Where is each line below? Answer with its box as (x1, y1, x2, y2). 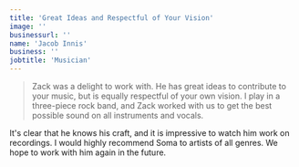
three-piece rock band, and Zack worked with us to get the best (31, 100, 273, 110)
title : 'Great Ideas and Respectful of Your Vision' (9, 13, 214, 23)
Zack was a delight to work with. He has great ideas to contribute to (31, 81, 287, 91)
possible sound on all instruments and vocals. (31, 110, 204, 120)
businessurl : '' (9, 30, 71, 39)
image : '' (9, 22, 47, 31)
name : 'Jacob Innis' (9, 38, 88, 48)
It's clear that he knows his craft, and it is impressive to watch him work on (9, 128, 290, 138)
